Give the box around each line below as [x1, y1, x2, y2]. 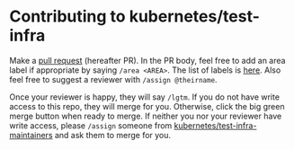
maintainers [9, 129, 53, 140]
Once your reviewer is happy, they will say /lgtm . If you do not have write [9, 92, 281, 102]
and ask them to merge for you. [54, 129, 172, 140]
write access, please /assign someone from [9, 119, 173, 131]
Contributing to [9, 6, 126, 27]
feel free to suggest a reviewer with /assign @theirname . [9, 74, 218, 84]
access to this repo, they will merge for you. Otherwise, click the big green [9, 101, 285, 111]
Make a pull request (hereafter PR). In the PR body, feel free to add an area [9, 55, 286, 66]
